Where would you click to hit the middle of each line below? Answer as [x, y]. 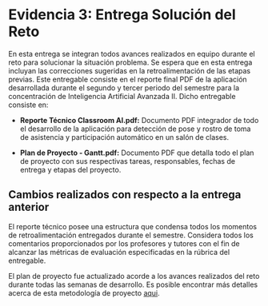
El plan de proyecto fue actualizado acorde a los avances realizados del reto [134, 276]
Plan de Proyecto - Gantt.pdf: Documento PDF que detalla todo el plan [137, 153]
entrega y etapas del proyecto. [70, 169]
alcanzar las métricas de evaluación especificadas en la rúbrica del [119, 252]
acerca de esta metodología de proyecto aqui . [84, 292]
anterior [29, 207]
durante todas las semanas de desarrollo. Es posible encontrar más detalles [133, 284]
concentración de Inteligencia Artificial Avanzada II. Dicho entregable [122, 96]
